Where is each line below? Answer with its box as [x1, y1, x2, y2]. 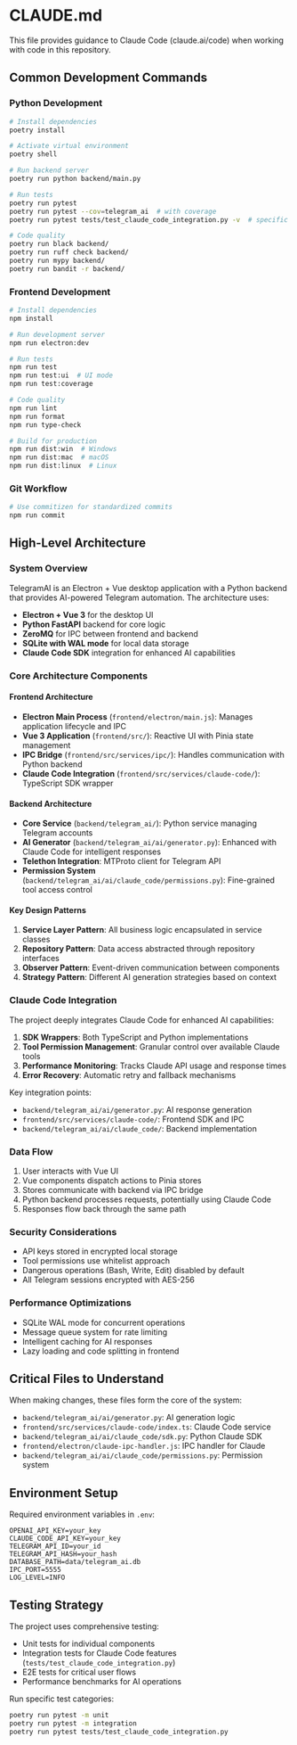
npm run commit [9, 511, 66, 520]
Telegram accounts [21, 827, 93, 838]
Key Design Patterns [9, 904, 86, 915]
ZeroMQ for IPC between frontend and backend [21, 628, 198, 638]
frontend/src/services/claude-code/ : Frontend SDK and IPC [21, 1114, 245, 1124]
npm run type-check [9, 420, 82, 429]
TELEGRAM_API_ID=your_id [9, 1542, 101, 1552]
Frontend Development [9, 285, 111, 298]
